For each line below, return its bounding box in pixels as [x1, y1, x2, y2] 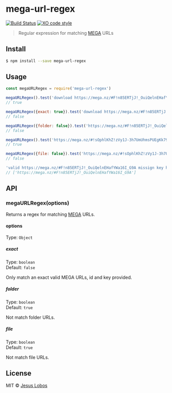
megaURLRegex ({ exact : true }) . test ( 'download [6, 110, 102, 115]
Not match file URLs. [6, 354, 50, 360]
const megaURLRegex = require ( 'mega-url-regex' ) [6, 86, 111, 91]
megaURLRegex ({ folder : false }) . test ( [6, 123, 86, 128]
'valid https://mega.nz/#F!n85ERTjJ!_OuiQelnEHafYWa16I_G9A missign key [6, 165, 164, 170]
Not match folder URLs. [6, 314, 55, 320]
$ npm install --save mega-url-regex [6, 58, 86, 63]
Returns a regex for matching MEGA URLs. [6, 211, 95, 217]
